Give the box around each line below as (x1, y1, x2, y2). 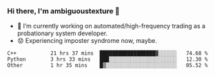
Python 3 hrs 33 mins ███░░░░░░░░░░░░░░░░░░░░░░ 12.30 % (7, 56, 208, 63)
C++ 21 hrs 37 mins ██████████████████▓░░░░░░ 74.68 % (7, 50, 208, 57)
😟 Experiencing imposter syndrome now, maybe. (17, 37, 157, 45)
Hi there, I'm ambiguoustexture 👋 (7, 6, 121, 16)
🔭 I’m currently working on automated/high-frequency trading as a (17, 22, 205, 30)
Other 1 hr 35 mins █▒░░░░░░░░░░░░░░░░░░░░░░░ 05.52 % (7, 62, 208, 69)
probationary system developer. (17, 29, 108, 37)
